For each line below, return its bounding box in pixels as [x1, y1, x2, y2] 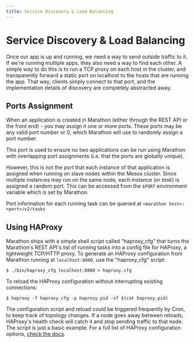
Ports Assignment [6, 101, 73, 111]
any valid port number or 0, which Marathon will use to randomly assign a [6, 129, 183, 136]
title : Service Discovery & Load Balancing [6, 8, 114, 15]
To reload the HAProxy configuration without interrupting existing [6, 278, 163, 285]
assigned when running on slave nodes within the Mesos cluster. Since [6, 170, 177, 177]
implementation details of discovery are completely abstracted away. [6, 84, 172, 91]
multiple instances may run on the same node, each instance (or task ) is [6, 176, 180, 183]
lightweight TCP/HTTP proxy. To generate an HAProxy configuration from [6, 250, 183, 257]
